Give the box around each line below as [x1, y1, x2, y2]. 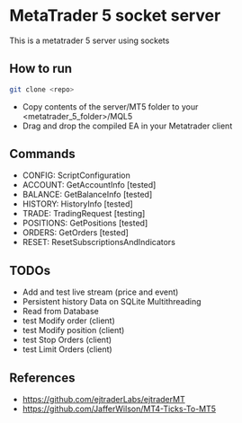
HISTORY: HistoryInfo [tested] [22, 198, 133, 209]
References [9, 370, 76, 385]
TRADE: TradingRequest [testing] [22, 208, 146, 219]
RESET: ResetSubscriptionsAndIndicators [22, 237, 175, 248]
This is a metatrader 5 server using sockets [9, 35, 170, 46]
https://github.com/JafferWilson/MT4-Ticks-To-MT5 [22, 403, 217, 414]
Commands [9, 146, 76, 162]
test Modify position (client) [22, 325, 125, 336]
